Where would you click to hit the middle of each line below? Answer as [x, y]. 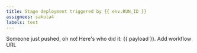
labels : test [22, 22]
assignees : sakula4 [30, 17]
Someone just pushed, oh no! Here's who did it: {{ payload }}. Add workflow [99, 39]
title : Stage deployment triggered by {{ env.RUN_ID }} [76, 11]
